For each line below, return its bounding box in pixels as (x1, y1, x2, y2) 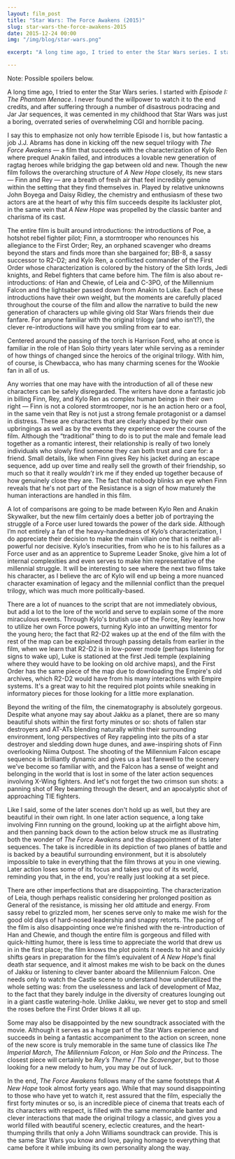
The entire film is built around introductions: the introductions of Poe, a (7, 227, 211, 234)
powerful (7, 542, 34, 550)
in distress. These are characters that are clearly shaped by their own (7, 417, 208, 425)
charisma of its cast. (7, 213, 66, 221)
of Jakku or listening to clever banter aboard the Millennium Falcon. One (7, 968, 215, 976)
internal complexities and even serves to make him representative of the (7, 557, 215, 565)
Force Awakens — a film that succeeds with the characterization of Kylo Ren (7, 146, 227, 154)
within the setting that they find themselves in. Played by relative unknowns (7, 183, 225, 191)
